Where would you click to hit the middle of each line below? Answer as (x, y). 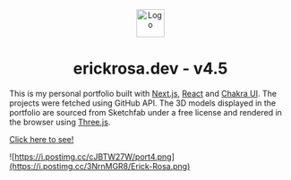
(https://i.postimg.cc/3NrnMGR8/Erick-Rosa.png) (100, 166)
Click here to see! (42, 139)
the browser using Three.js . (60, 122)
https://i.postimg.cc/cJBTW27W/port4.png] (94, 157)
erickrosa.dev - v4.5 (150, 69)
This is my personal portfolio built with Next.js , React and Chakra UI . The (143, 93)
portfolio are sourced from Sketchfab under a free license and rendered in (145, 112)
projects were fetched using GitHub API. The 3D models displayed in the (143, 103)
